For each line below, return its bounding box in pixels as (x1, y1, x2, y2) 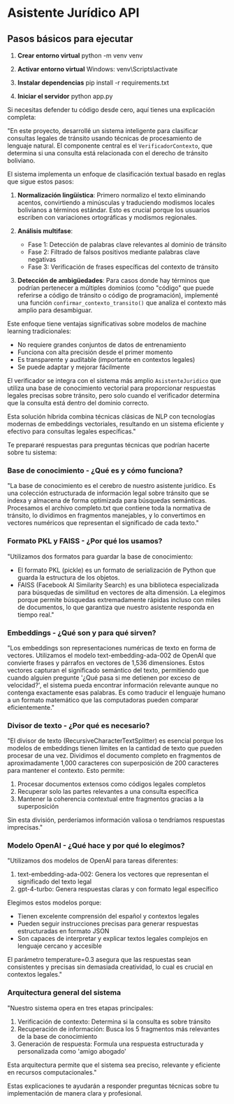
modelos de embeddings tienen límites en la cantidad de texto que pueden (7, 744, 222, 753)
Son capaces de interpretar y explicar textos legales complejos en (17, 935, 208, 943)
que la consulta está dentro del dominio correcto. (7, 399, 149, 407)
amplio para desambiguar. (17, 306, 93, 314)
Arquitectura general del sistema (7, 988, 121, 998)
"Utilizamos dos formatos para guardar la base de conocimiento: (7, 552, 193, 561)
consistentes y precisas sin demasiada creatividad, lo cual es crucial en (7, 963, 213, 971)
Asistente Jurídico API (7, 5, 140, 21)
